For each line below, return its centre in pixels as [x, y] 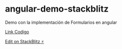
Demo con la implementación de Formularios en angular [61, 22]
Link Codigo [17, 32]
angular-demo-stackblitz [57, 9]
